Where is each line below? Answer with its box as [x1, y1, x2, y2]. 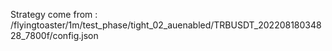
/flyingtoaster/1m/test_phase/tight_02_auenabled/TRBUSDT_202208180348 [10, 19, 322, 31]
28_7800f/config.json [10, 30, 99, 41]
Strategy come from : [10, 9, 98, 20]
